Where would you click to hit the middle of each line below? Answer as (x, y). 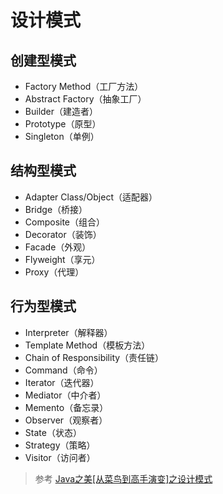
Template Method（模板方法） (87, 345)
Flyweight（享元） (62, 259)
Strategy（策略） (60, 445)
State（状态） (53, 432)
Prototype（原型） (63, 124)
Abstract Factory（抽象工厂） (85, 99)
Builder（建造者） (61, 111)
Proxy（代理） (54, 272)
